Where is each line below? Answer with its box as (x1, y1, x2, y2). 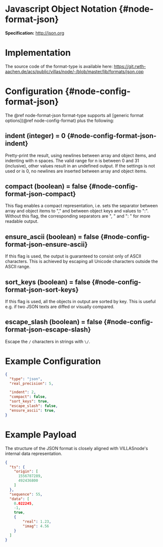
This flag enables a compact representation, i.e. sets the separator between (5, 203, 158, 209)
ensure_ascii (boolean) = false (5, 233, 99, 241)
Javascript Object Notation (5, 3, 117, 15)
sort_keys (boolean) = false (5, 278, 91, 286)
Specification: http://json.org (5, 30, 65, 36)
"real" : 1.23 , (23, 519, 51, 524)
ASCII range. (5, 263, 31, 270)
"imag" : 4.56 (23, 523, 49, 528)
